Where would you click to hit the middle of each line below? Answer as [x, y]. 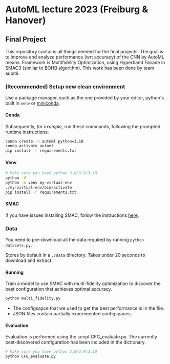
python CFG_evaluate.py [31, 357]
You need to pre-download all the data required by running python [75, 240]
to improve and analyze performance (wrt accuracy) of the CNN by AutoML [85, 57]
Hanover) [26, 20]
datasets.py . [19, 245]
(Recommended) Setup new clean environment [65, 87]
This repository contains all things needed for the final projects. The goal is [84, 52]
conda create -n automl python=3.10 [44, 141]
